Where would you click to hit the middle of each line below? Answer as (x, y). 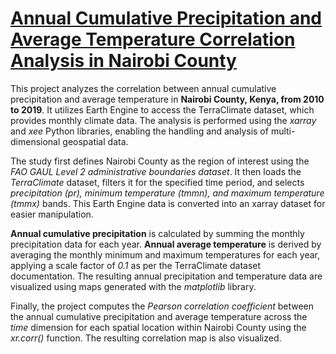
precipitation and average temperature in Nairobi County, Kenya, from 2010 (167, 99)
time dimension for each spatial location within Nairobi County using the (158, 327)
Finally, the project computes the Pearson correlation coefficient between (162, 306)
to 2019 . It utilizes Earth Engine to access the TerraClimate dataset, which (162, 109)
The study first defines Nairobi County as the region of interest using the (160, 161)
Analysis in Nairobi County (123, 61)
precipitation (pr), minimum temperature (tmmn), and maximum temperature (167, 193)
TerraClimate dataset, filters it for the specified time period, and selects (157, 182)
